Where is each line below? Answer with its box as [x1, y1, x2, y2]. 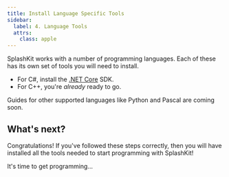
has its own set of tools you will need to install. [7, 62, 139, 70]
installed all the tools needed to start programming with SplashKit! [7, 149, 194, 157]
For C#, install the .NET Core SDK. [17, 75, 114, 83]
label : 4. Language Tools [13, 23, 88, 30]
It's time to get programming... [7, 162, 94, 170]
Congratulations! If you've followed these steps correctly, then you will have [7, 141, 222, 149]
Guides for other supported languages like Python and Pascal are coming [7, 96, 215, 104]
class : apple [19, 36, 57, 43]
